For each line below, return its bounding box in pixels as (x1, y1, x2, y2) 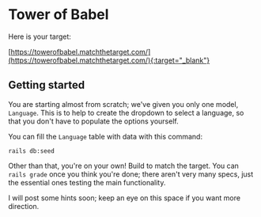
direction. (8, 201, 40, 211)
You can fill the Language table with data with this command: (8, 131, 203, 141)
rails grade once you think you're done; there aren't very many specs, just (8, 169, 254, 179)
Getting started (8, 78, 85, 92)
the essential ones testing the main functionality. (8, 177, 166, 187)
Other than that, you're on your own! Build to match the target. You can (8, 161, 240, 170)
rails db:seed (8, 147, 55, 155)
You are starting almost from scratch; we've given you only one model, (8, 99, 239, 108)
